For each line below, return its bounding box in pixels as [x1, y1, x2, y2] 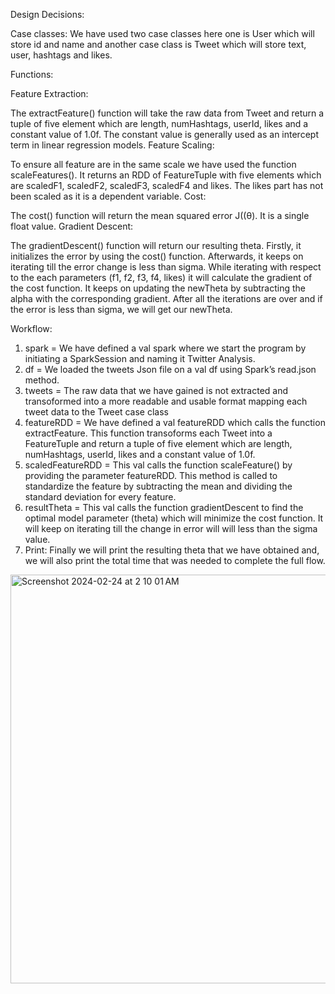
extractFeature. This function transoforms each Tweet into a [24, 427, 273, 439]
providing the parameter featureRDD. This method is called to [24, 470, 278, 481]
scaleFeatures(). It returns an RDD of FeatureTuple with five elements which [10, 169, 322, 181]
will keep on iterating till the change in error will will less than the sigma [24, 523, 318, 534]
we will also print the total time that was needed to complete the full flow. [24, 555, 326, 566]
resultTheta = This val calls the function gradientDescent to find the [24, 502, 304, 513]
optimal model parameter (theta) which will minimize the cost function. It [24, 512, 324, 524]
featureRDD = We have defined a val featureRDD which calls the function [24, 417, 326, 428]
